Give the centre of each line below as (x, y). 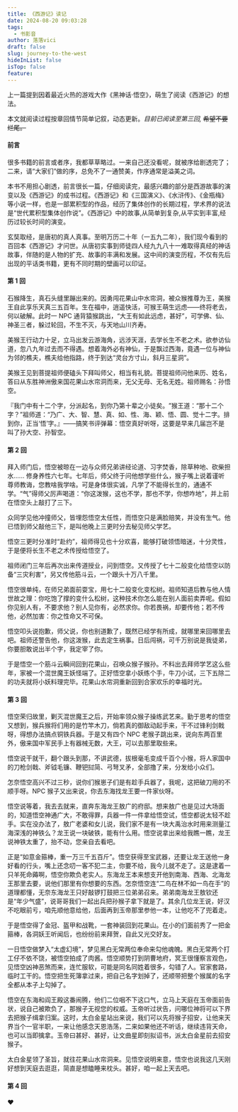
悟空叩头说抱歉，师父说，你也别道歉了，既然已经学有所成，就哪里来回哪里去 (119, 631)
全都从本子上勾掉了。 (38, 985)
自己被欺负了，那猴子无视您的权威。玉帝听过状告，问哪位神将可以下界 (128, 1009)
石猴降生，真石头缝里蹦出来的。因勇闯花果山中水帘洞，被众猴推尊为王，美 (116, 298)
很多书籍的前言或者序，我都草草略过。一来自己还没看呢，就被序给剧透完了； (119, 162)
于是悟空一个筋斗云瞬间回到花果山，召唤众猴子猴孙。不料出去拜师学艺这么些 (119, 664)
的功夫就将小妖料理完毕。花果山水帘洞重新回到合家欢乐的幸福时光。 (107, 682)
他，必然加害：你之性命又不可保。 (57, 616)
